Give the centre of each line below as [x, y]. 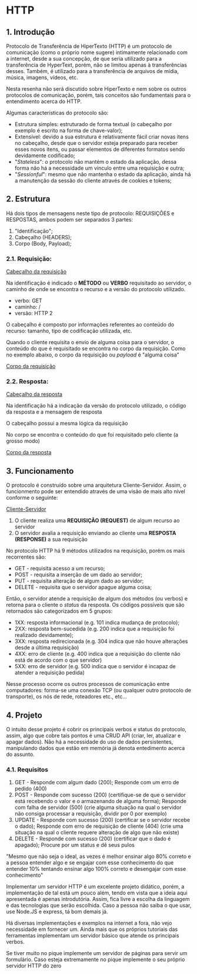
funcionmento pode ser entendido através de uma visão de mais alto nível [96, 491]
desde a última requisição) [47, 648]
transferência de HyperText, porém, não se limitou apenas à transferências [96, 65]
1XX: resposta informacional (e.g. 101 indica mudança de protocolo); [97, 623]
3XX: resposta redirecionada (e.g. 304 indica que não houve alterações [101, 641]
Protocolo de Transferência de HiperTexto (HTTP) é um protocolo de [89, 46]
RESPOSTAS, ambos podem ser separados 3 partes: [70, 219]
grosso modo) [23, 441]
